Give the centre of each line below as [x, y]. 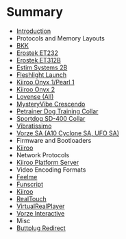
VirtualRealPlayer [40, 206]
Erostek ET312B [38, 60]
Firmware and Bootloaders [54, 140]
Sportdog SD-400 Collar [51, 118]
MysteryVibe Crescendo [51, 104]
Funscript [30, 184]
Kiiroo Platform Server [48, 162]
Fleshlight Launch [41, 75]
